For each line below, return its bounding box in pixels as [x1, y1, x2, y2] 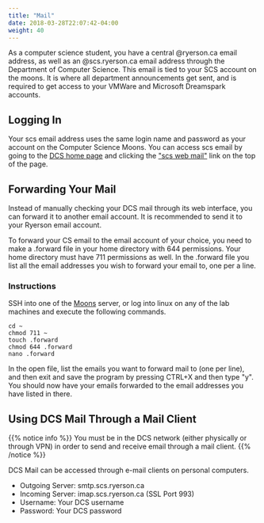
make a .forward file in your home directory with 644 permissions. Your [8, 244, 242, 254]
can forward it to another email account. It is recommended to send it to [8, 212, 243, 221]
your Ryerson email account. [8, 220, 101, 230]
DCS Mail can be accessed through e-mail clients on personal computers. [8, 465, 250, 475]
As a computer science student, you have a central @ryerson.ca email [8, 48, 238, 58]
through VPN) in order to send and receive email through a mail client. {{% [8, 441, 251, 452]
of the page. [8, 159, 48, 169]
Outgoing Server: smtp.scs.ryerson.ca [19, 481, 145, 491]
